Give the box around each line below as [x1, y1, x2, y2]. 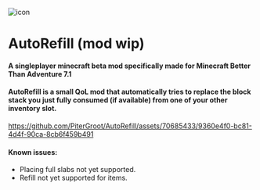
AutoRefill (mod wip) [8, 35, 145, 52]
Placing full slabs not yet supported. [19, 165, 136, 174]
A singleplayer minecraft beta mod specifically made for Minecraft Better [8, 61, 251, 70]
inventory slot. [8, 104, 57, 113]
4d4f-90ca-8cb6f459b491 [8, 129, 94, 138]
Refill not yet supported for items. [19, 173, 128, 183]
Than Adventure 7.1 [8, 69, 72, 78]
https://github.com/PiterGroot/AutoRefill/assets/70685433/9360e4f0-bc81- [8, 121, 252, 131]
